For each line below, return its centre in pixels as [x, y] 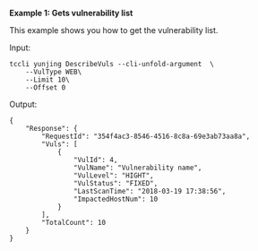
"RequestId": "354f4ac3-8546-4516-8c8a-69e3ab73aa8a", [146, 136]
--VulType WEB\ [54, 72]
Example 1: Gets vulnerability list [71, 13]
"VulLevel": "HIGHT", [113, 176]
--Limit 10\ [47, 80]
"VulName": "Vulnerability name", [138, 168]
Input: [20, 48]
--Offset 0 [46, 88]
